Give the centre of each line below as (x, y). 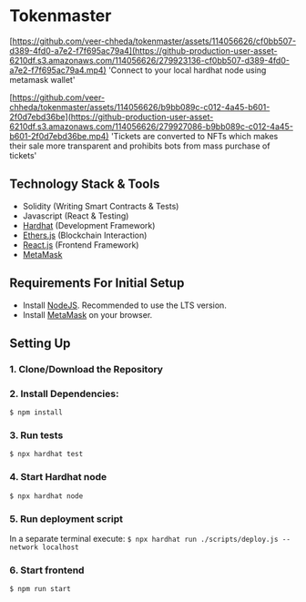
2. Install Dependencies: (64, 393)
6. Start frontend (47, 570)
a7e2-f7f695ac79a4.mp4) (58, 70)
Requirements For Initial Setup (97, 283)
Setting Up (40, 343)
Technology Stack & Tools (85, 184)
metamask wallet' (42, 79)
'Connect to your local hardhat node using (187, 70)
